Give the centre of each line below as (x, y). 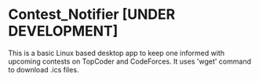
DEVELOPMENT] (63, 31)
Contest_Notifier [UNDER (92, 15)
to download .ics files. (44, 69)
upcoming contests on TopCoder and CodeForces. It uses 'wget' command (129, 61)
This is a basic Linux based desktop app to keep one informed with (117, 53)
